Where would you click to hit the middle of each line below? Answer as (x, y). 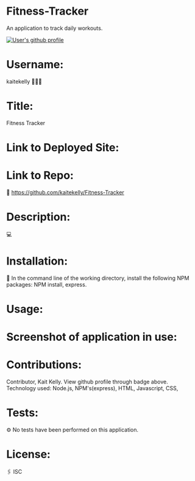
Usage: (25, 309)
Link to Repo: (40, 176)
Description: (38, 217)
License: (28, 454)
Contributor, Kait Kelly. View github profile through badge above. (87, 382)
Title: (20, 106)
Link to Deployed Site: (63, 148)
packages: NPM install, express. (47, 284)
